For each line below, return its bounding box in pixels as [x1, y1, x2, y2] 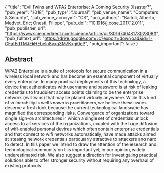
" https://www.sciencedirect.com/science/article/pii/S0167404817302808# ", [5, 31, 159, 36]
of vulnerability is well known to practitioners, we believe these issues [5, 100, 147, 105]
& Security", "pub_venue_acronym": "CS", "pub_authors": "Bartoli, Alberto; [5, 15, 156, 20]
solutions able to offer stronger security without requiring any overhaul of [5, 157, 154, 163]
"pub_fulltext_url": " [5, 35, 45, 41]
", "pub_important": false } [85, 41, 138, 46]
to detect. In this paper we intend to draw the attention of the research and [5, 141, 157, 147]
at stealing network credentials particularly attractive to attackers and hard [5, 136, 157, 142]
